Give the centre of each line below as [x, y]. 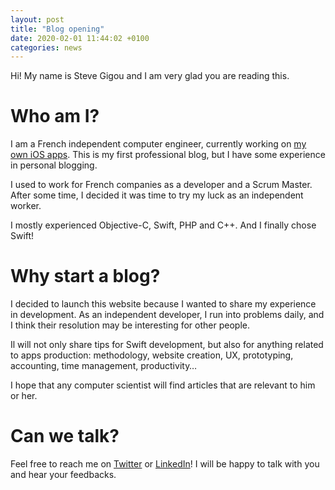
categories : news [46, 47]
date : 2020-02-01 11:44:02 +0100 [80, 38]
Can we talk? [65, 436]
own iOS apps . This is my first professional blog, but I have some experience [168, 155]
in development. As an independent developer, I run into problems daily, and [167, 315]
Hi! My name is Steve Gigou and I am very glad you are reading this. [150, 76]
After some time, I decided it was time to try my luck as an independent [157, 195]
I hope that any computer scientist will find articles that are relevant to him [163, 385]
